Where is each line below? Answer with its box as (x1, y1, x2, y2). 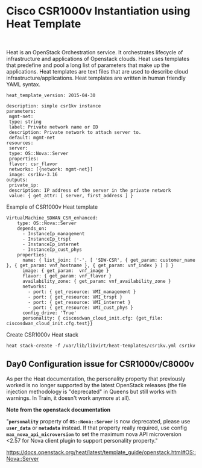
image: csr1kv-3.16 (8, 171, 58, 177)
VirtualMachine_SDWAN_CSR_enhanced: (6, 215, 98, 221)
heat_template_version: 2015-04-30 (6, 92, 96, 98)
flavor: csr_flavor (8, 161, 58, 167)
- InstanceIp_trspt (22, 236, 71, 242)
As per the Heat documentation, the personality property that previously (6, 375, 186, 382)
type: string (8, 119, 42, 125)
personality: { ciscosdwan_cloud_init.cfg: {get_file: (22, 315, 163, 321)
